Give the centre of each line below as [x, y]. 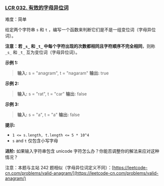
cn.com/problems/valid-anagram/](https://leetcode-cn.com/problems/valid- [82, 173]
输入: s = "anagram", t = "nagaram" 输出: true [63, 73]
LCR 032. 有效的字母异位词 [37, 7]
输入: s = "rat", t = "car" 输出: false [52, 94]
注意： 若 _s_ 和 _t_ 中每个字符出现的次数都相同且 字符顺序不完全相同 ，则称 [80, 46]
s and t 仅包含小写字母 [35, 141]
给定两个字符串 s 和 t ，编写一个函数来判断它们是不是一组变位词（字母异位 [81, 30]
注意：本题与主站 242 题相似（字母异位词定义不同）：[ [59, 168]
